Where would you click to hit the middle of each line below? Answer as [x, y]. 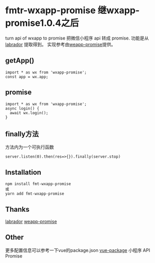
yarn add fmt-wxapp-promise [35, 194]
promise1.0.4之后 [42, 23]
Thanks [17, 209]
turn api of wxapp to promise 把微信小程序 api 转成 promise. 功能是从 [77, 38]
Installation [23, 172]
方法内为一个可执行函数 [30, 147]
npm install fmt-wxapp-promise [38, 184]
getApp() [20, 61]
